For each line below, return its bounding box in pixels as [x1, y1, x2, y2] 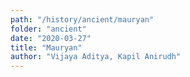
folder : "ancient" [10, 24, 87, 34]
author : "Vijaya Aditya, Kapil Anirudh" [10, 52, 182, 62]
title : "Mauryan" [10, 42, 83, 53]
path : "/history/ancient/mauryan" [10, 14, 155, 25]
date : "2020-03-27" [10, 33, 92, 43]
